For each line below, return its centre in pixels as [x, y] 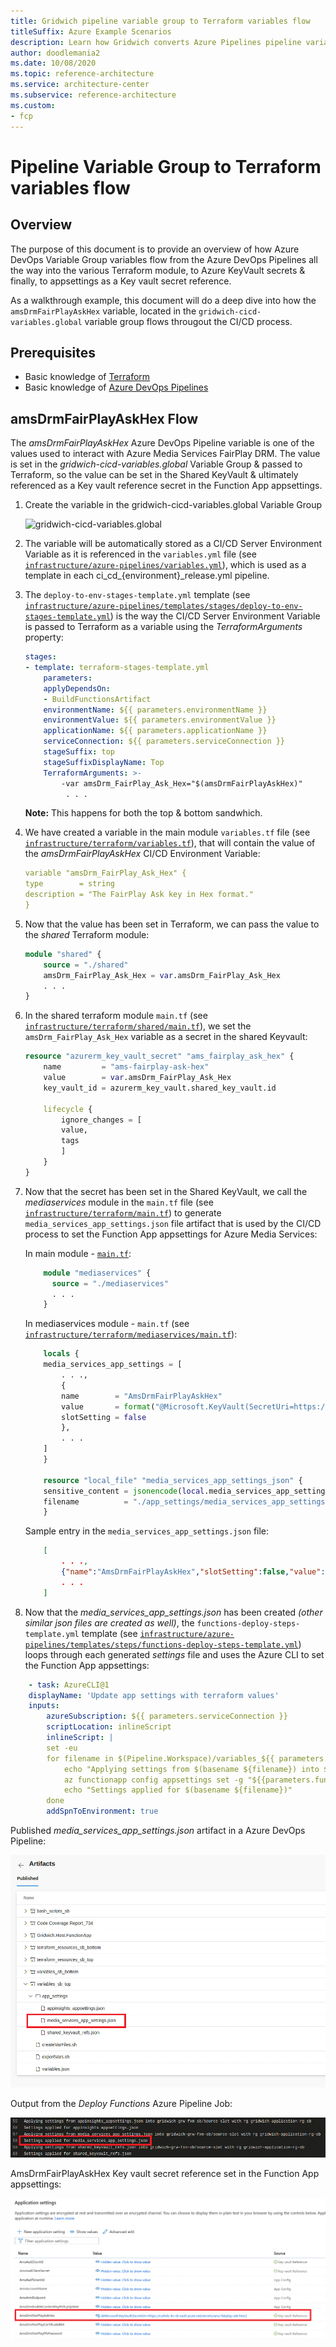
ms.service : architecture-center [80, 85]
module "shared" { [63, 954]
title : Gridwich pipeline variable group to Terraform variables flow [160, 21]
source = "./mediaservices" [110, 1283]
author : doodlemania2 [55, 53]
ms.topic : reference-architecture [82, 74]
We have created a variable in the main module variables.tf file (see [167, 832]
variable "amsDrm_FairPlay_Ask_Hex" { [105, 873]
